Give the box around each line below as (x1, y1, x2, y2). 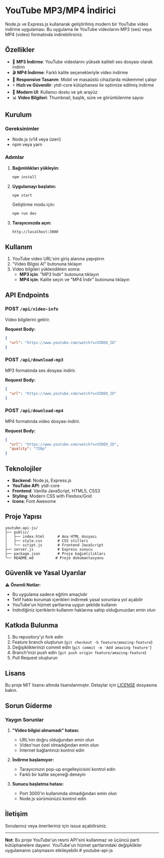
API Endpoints (5, 291, 49, 299)
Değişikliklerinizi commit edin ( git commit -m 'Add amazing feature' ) (12, 644, 152, 650)
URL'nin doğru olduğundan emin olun (19, 736, 94, 742)
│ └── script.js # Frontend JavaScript (5, 542, 104, 547)
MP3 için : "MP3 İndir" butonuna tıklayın (19, 271, 99, 277)
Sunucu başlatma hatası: (12, 781, 64, 786)
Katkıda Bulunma (5, 621, 59, 630)
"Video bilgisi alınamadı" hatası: (12, 727, 80, 733)
